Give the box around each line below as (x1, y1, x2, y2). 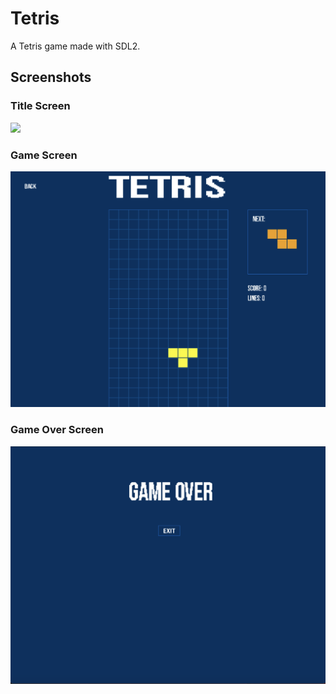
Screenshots (10, 69, 92, 86)
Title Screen (10, 99, 71, 113)
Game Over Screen (10, 423, 104, 437)
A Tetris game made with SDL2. (10, 40, 141, 52)
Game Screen (10, 148, 78, 162)
